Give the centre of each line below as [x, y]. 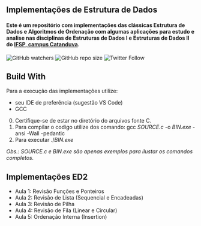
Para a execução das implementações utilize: [62, 91]
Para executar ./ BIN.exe [44, 140]
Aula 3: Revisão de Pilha [45, 204]
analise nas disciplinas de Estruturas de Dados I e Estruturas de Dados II [98, 38]
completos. [20, 158]
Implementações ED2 [47, 177]
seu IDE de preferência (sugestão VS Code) [69, 103]
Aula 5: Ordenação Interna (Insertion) [61, 217]
